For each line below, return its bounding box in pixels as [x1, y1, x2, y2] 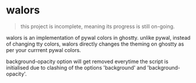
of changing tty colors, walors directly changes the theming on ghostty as [6, 40, 184, 47]
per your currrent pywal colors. [6, 46, 81, 53]
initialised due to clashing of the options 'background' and [6, 64, 146, 71]
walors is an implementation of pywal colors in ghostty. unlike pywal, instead [6, 34, 191, 41]
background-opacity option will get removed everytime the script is [6, 58, 169, 65]
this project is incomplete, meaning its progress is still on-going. [20, 23, 175, 30]
